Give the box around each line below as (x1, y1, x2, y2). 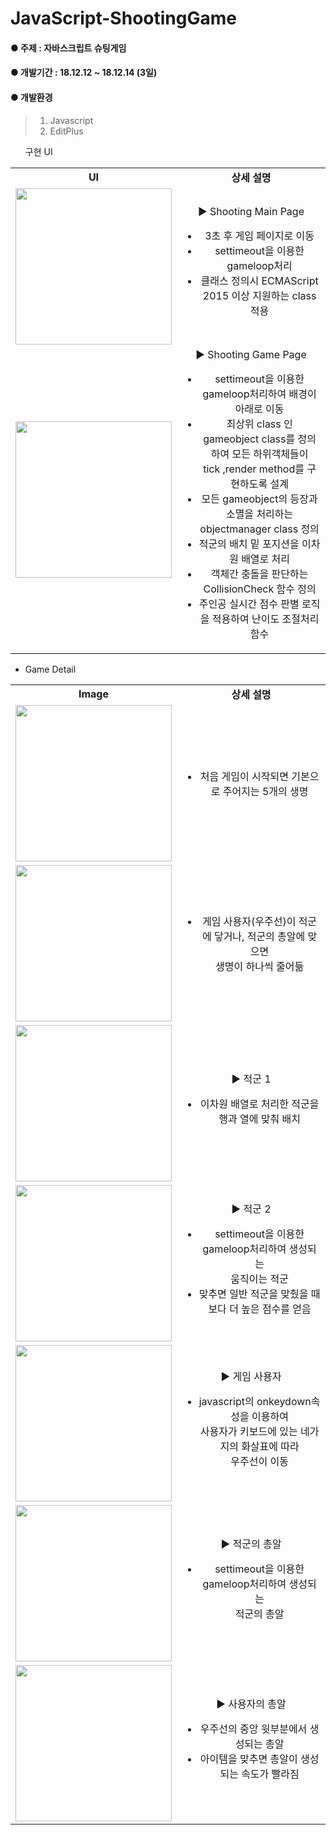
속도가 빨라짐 (241, 1767, 300, 1781)
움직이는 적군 (230, 1272, 289, 1286)
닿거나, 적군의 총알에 (213, 929, 306, 943)
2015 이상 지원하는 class (202, 288, 317, 302)
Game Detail (24, 663, 77, 675)
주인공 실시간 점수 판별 (198, 597, 300, 611)
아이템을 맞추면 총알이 (199, 1752, 298, 1766)
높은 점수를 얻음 (241, 1302, 312, 1316)
